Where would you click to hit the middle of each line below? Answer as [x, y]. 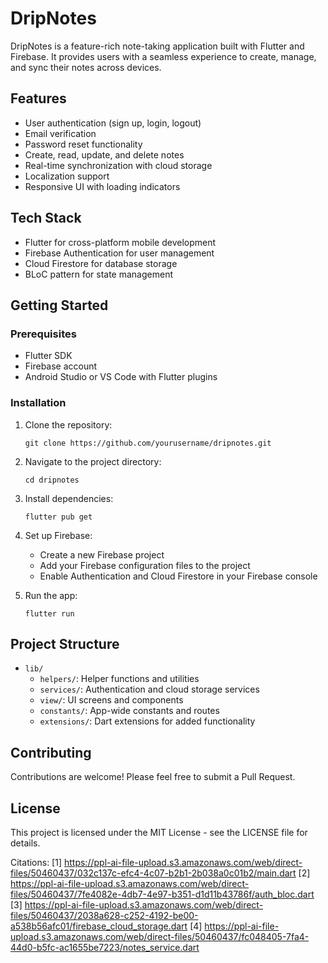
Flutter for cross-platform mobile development [120, 242]
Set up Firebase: [58, 535]
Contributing [51, 752]
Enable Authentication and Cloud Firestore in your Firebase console [178, 576]
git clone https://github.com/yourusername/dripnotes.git [148, 443]
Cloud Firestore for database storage [101, 263]
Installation [38, 403]
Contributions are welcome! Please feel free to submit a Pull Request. [153, 777]
